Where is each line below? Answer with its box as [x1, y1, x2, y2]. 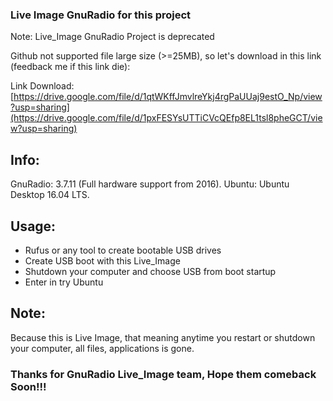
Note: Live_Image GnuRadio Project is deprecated [10, 31, 215, 43]
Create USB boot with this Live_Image [24, 254, 181, 267]
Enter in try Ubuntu [24, 276, 104, 288]
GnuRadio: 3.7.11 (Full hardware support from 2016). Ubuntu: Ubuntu [10, 178, 290, 190]
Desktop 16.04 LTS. [10, 189, 90, 201]
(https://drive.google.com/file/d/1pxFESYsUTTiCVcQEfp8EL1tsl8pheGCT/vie [10, 112, 323, 124]
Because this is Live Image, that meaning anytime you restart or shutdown [10, 331, 316, 343]
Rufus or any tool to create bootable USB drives [24, 244, 222, 256]
